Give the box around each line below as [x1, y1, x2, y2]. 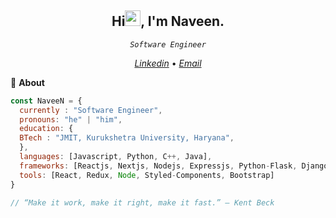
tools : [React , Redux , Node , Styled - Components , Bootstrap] [19, 170, 275, 180]
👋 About [10, 76, 45, 88]
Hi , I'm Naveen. [111, 13, 225, 30]
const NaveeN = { [10, 96, 83, 106]
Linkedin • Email [134, 57, 202, 69]
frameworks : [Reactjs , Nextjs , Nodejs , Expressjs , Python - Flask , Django [19, 161, 329, 171]
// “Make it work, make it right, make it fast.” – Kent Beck [10, 197, 275, 208]
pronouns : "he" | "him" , [19, 114, 123, 125]
